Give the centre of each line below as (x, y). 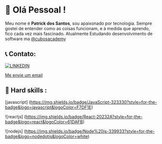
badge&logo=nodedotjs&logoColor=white (47, 136)
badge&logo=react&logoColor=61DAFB (44, 122)
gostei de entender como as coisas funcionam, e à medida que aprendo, (78, 28)
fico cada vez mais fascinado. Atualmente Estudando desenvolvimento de (79, 33)
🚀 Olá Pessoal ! (36, 10)
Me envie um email (24, 75)
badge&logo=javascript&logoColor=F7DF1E (48, 107)
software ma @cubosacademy (36, 39)
